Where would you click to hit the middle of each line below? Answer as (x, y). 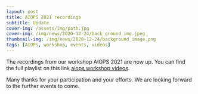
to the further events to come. (43, 86)
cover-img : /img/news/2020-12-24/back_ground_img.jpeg (76, 34)
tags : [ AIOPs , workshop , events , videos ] (58, 45)
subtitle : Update (28, 23)
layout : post (22, 12)
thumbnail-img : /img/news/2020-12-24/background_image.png (81, 39)
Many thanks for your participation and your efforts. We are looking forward (99, 79)
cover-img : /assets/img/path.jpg (48, 28)
